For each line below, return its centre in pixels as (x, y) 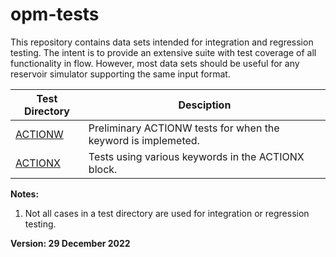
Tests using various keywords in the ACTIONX (196, 156)
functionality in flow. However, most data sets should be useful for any (155, 63)
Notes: (25, 194)
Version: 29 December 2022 (70, 243)
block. (103, 169)
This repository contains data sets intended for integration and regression (162, 42)
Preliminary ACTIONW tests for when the (184, 128)
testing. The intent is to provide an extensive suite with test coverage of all (163, 52)
